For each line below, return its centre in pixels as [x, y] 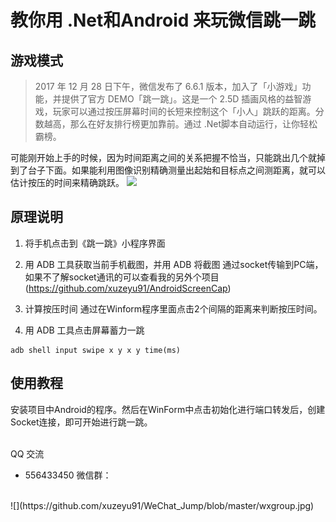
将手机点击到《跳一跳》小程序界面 [95, 243]
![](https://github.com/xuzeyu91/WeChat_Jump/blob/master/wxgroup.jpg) [162, 505]
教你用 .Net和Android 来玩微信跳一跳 [163, 20]
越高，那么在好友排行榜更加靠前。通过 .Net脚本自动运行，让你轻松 [180, 124]
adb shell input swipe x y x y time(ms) [96, 350]
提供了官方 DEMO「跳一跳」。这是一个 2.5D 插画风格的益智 [182, 99]
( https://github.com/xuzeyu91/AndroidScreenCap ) [128, 288]
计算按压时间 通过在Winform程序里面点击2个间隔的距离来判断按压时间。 [173, 308]
